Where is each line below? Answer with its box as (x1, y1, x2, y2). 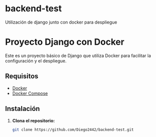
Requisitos (5, 72, 38, 81)
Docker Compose (12, 90, 48, 96)
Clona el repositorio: (12, 117, 55, 123)
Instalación (5, 105, 40, 113)
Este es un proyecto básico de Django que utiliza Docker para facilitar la (5, 53, 151, 58)
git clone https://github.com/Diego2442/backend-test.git (12, 127, 134, 132)
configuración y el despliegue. (5, 57, 67, 64)
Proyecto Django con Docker (5, 36, 125, 48)
